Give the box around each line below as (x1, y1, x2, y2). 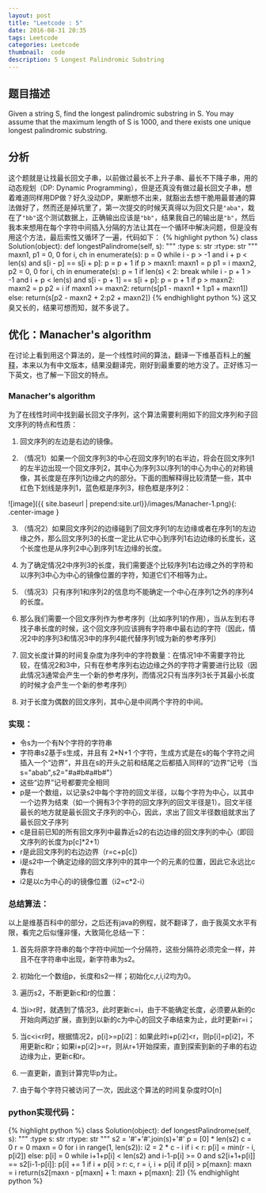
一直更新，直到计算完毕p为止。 (19, 1069, 122, 1078)
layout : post (8, 11, 51, 20)
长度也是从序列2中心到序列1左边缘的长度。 (26, 543, 166, 553)
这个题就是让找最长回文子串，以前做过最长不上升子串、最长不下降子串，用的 (8, 173, 258, 182)
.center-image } (8, 507, 59, 516)
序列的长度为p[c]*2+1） (26, 837, 104, 846)
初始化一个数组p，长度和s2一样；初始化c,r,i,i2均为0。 (19, 971, 196, 981)
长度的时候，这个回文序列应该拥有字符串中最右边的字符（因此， (40, 623, 249, 633)
